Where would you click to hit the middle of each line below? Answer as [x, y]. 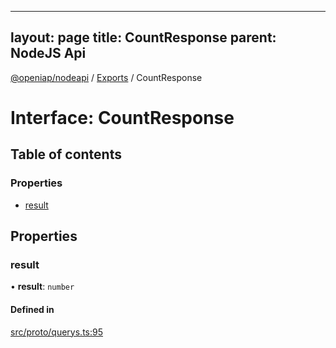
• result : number [42, 287]
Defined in [32, 309]
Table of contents [66, 154]
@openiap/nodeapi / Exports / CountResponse [106, 77]
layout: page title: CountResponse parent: [143, 37]
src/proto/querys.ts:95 [57, 332]
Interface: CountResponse [122, 118]
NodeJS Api [48, 53]
